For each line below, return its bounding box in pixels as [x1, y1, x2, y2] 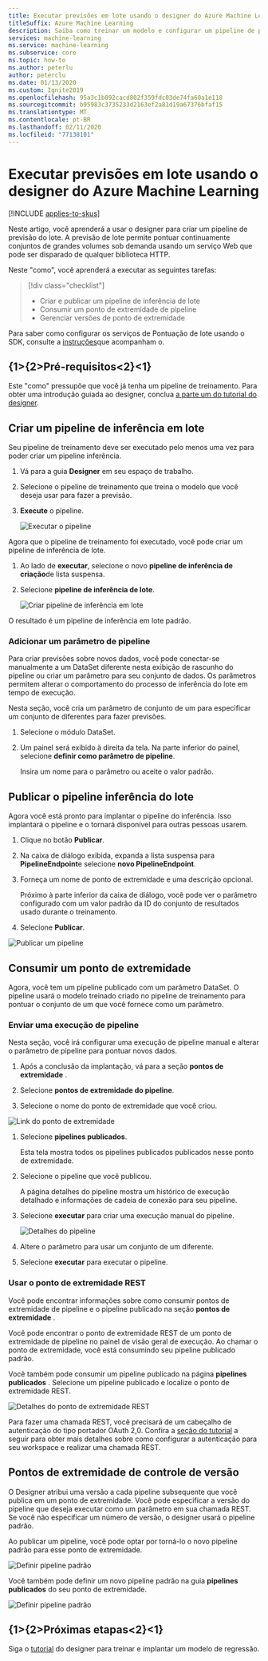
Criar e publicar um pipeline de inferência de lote [39, 296, 201, 305]
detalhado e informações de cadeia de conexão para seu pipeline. [19, 1196, 238, 1205]
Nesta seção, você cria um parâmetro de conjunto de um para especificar [8, 703, 251, 713]
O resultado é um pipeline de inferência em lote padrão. [8, 616, 191, 626]
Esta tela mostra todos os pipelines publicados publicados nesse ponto [19, 1148, 254, 1157]
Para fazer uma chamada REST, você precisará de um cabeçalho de [8, 1416, 232, 1427]
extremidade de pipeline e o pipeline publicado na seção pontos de [8, 1304, 231, 1313]
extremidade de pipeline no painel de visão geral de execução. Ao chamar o [8, 1336, 258, 1346]
